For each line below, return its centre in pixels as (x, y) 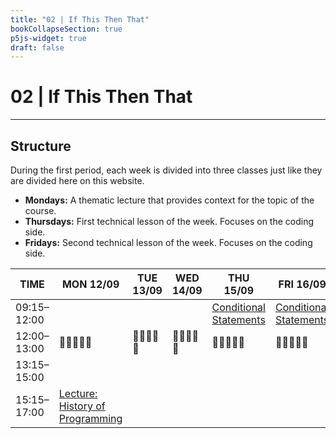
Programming (90, 418)
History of (82, 406)
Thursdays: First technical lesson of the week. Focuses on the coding (169, 221)
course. (40, 210)
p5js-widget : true (48, 38)
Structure (41, 146)
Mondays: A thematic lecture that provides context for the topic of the (169, 200)
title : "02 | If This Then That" (80, 19)
